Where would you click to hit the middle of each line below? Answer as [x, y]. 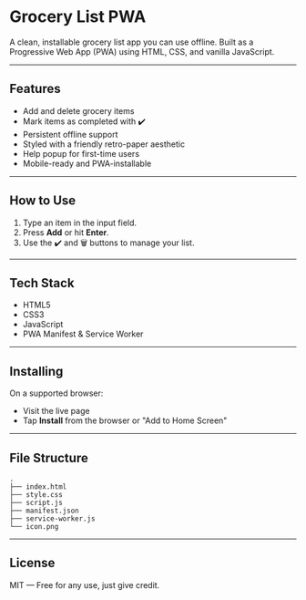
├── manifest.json [44, 511]
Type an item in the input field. [80, 222]
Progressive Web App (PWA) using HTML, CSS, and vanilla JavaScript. [142, 51]
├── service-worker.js [52, 519]
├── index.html [38, 487]
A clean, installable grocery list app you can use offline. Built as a [132, 42]
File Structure [49, 458]
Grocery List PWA [78, 17]
